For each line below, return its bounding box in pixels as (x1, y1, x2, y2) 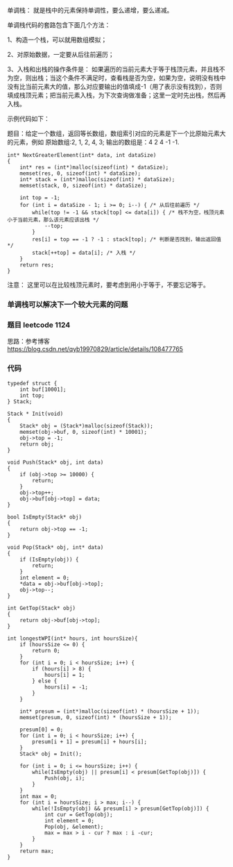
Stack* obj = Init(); (19, 750, 82, 757)
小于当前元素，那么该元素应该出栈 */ (7, 217, 99, 224)
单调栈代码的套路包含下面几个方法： (7, 21, 111, 29)
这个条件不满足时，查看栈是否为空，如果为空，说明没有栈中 (55, 74, 226, 82)
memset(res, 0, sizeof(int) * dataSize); (19, 170, 141, 177)
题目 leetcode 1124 (7, 320, 71, 330)
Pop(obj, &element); (44, 823, 104, 830)
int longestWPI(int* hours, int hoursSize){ (7, 634, 138, 642)
